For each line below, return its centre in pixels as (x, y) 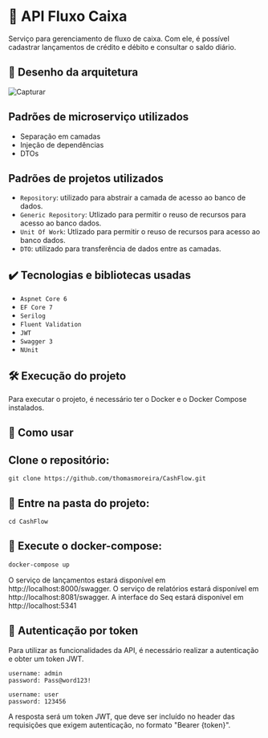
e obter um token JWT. (46, 659)
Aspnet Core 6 (43, 299)
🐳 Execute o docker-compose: (85, 546)
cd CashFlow (28, 522)
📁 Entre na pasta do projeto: (79, 503)
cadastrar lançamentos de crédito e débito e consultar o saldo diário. (122, 47)
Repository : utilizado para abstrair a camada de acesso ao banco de (133, 198)
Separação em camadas (60, 136)
